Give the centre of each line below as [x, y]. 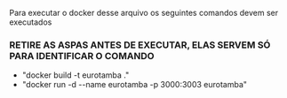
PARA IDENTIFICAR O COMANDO [82, 56]
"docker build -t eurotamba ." [76, 75]
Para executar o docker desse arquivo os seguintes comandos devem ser [143, 13]
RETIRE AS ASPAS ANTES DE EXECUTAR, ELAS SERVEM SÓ [140, 45]
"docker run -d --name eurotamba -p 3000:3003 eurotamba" [134, 85]
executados [31, 22]
